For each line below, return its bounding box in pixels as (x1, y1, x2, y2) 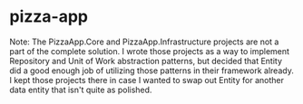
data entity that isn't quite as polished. (9, 84, 152, 95)
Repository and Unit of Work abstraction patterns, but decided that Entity (9, 55, 283, 66)
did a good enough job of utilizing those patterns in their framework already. (9, 65, 295, 76)
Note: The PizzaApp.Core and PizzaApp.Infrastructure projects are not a (9, 36, 279, 47)
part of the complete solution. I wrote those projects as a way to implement (9, 45, 290, 56)
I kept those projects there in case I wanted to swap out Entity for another (9, 74, 284, 85)
